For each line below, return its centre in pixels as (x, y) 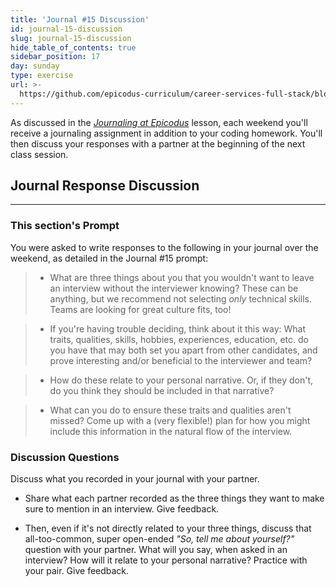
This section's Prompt (65, 226)
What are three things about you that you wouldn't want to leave (182, 277)
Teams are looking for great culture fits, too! (140, 309)
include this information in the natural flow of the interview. (171, 431)
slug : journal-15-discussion (71, 38)
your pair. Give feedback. (77, 571)
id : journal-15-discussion (66, 29)
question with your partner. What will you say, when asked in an (156, 550)
